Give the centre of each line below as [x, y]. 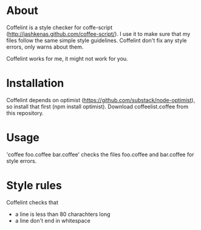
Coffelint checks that [32, 202]
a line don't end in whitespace [53, 220]
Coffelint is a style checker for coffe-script [60, 27]
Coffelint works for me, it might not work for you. [67, 58]
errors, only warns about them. [45, 47]
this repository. [25, 113]
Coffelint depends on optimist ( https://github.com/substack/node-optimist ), [101, 100]
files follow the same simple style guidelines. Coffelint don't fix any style [97, 40]
